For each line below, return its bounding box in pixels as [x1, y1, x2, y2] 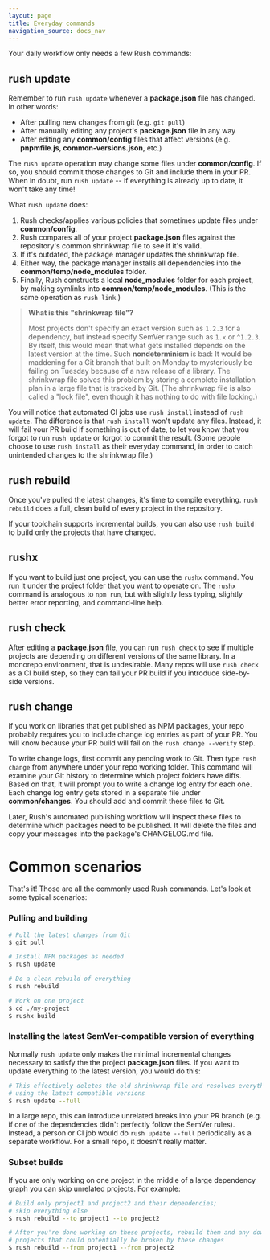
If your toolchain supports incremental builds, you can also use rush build [8, 519, 255, 528]
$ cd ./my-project [8, 1004, 70, 1012]
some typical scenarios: [8, 893, 88, 902]
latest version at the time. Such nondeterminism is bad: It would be [27, 349, 252, 359]
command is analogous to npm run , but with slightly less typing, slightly [8, 589, 243, 599]
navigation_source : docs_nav [8, 27, 106, 35]
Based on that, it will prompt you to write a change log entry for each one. [8, 779, 252, 789]
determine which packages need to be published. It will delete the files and [8, 821, 257, 831]
